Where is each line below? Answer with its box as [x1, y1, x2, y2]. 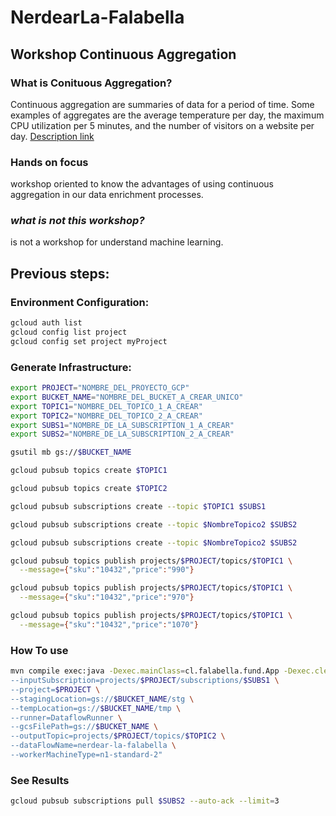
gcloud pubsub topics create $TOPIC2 [10, 484, 168, 494]
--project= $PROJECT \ [10, 684, 101, 695]
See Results [10, 773, 70, 787]
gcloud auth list [10, 318, 83, 328]
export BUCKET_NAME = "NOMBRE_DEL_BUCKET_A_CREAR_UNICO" [10, 392, 244, 402]
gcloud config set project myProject [10, 336, 168, 346]
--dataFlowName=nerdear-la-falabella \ [10, 741, 177, 751]
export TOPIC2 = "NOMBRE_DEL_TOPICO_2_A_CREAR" [10, 411, 203, 421]
